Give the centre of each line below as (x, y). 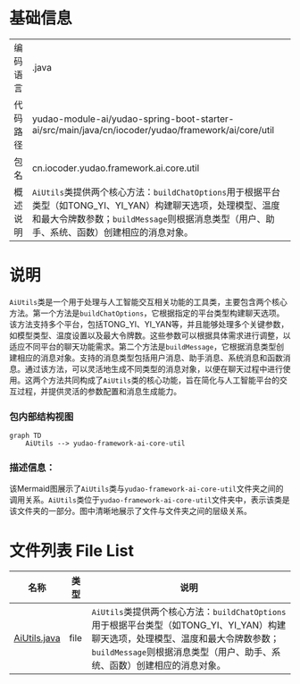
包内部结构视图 (42, 417)
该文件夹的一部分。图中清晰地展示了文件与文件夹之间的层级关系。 (130, 511)
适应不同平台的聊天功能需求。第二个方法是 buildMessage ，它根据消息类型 (143, 346)
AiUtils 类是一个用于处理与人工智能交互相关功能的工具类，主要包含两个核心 (149, 301)
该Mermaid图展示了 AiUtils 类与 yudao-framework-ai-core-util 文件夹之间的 (146, 489)
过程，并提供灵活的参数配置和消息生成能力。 (99, 391)
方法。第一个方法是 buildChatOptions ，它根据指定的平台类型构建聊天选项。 (147, 313)
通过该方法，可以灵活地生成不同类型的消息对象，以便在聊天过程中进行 (154, 368)
